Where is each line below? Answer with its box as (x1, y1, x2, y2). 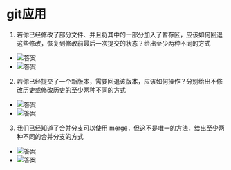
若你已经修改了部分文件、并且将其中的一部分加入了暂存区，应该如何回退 (16, 30, 223, 39)
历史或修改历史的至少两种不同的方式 (22, 86, 126, 94)
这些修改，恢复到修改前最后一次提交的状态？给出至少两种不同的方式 (16, 39, 211, 47)
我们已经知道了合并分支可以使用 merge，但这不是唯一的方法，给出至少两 (16, 124, 225, 132)
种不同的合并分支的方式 (16, 132, 84, 140)
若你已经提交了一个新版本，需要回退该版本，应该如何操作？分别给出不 (16, 77, 217, 85)
